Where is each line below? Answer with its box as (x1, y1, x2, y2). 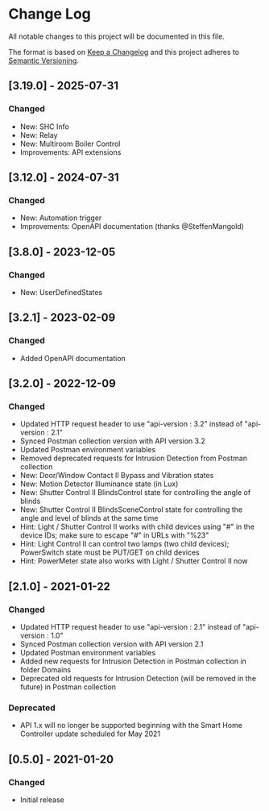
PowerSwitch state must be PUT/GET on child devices (19, 547, 200, 557)
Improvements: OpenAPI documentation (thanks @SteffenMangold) (19, 222, 244, 231)
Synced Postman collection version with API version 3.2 (19, 436, 205, 446)
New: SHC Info (19, 122, 70, 131)
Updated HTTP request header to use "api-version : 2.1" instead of (19, 622, 242, 632)
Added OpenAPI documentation (19, 353, 126, 363)
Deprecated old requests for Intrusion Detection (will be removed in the (19, 674, 256, 684)
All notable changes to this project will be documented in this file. (8, 31, 226, 41)
